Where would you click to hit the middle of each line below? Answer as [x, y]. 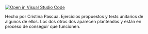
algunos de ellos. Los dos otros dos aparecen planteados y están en [73, 21]
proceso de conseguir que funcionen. [43, 26]
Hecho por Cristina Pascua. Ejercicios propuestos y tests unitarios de [74, 16]
